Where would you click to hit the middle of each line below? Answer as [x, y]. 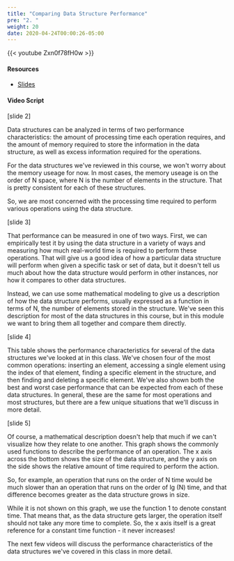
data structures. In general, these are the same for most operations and [110, 394]
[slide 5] [19, 423]
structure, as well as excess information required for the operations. [104, 151]
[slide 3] [19, 222]
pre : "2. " [23, 20]
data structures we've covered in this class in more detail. [90, 551]
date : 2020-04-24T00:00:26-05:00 [56, 33]
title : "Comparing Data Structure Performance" [78, 14]
